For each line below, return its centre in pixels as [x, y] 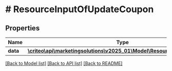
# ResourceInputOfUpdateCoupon [80, 9]
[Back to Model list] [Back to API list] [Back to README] [64, 63]
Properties [23, 28]
